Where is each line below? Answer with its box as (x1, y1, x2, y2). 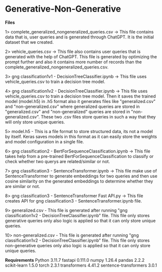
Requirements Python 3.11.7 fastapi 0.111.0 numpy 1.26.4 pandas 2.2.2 (5, 257, 145, 263)
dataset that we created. (5, 39, 54, 45)
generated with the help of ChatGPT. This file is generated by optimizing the (5, 53, 157, 59)
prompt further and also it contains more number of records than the (5, 59, 142, 65)
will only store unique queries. (5, 119, 65, 125)
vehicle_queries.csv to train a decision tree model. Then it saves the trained (5, 93, 156, 99)
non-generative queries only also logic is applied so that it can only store (5, 242, 150, 248)
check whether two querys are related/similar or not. (5, 158, 110, 164)
